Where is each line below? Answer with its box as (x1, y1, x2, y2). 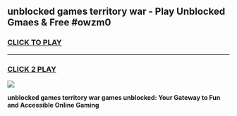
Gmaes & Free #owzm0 (7, 17, 111, 29)
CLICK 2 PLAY (7, 64, 56, 74)
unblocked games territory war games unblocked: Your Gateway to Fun (7, 93, 221, 101)
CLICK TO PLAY (7, 38, 62, 48)
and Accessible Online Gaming (7, 101, 99, 109)
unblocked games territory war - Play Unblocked (7, 6, 226, 18)
